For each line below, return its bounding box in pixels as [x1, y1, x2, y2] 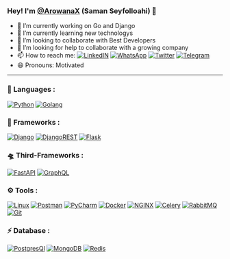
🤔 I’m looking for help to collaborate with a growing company [16, 44, 189, 52]
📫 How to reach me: [16, 51, 76, 60]
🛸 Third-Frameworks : [7, 150, 84, 160]
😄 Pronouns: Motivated [16, 61, 84, 69]
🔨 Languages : [7, 85, 56, 95]
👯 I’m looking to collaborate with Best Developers [16, 36, 156, 45]
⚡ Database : [7, 226, 50, 236]
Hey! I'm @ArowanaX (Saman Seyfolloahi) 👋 [7, 6, 157, 16]
